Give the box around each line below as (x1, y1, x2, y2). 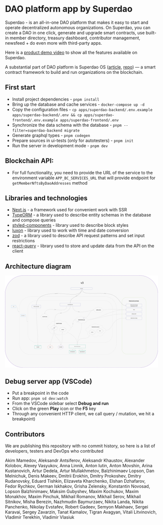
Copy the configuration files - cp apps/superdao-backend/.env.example (12, 106, 153, 112)
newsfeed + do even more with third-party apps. (5, 40, 102, 46)
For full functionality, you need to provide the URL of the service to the (12, 169, 153, 175)
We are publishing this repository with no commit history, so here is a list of (5, 443, 155, 449)
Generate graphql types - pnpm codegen (12, 132, 91, 138)
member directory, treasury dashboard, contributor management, (9, 35, 141, 41)
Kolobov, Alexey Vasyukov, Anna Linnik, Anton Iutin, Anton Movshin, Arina (5, 462, 153, 468)
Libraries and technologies (5, 194, 88, 202)
